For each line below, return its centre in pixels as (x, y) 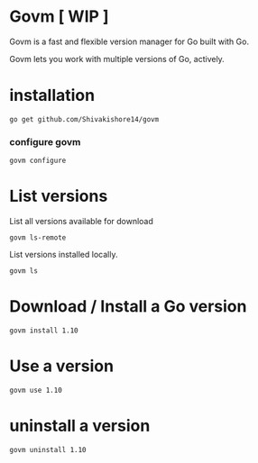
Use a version (62, 366)
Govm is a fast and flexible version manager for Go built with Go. (129, 41)
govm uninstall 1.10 (48, 449)
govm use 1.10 (36, 390)
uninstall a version (80, 426)
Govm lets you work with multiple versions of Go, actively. (117, 59)
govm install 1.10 (44, 331)
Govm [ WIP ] (60, 17)
